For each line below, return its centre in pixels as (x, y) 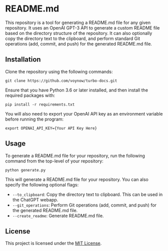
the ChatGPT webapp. (35, 199)
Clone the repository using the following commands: (59, 71)
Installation (23, 60)
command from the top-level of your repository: (54, 161)
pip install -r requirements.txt (40, 104)
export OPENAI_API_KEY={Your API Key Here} (51, 128)
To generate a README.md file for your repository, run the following (75, 155)
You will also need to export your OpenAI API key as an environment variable (84, 113)
